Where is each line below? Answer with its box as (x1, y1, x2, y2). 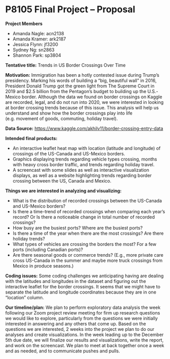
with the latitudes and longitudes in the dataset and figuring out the (5, 278, 146, 284)
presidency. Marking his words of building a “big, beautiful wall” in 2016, (5, 77, 157, 83)
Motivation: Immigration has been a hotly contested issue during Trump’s (5, 72, 159, 78)
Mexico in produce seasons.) (12, 262, 74, 269)
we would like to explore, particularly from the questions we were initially (5, 315, 158, 321)
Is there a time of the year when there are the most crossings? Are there (12, 230, 164, 236)
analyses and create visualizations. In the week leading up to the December (5, 331, 164, 338)
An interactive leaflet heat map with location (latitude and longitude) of (12, 145, 161, 151)
